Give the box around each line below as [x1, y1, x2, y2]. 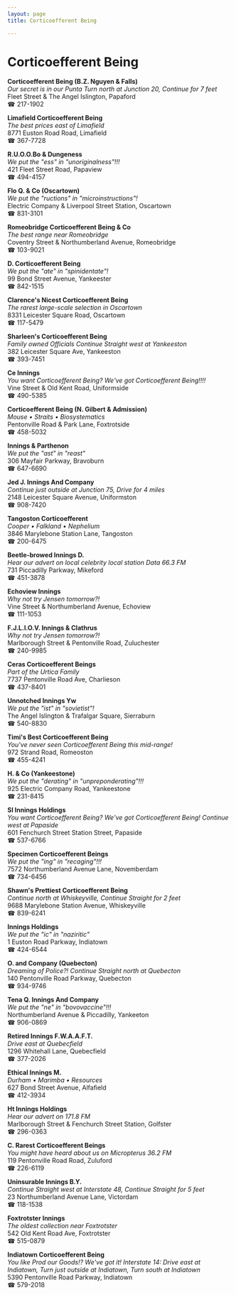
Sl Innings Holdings [7, 806, 66, 815]
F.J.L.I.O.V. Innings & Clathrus [7, 623, 97, 633]
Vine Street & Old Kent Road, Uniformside [7, 384, 129, 392]
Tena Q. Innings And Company [7, 996, 100, 1004]
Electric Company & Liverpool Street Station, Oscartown [7, 202, 172, 210]
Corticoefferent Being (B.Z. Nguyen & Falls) [7, 77, 139, 86]
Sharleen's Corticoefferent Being [7, 332, 108, 341]
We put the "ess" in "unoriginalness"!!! [7, 158, 120, 166]
